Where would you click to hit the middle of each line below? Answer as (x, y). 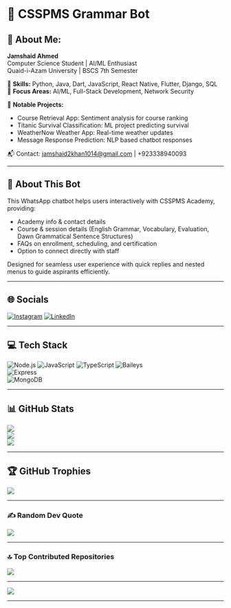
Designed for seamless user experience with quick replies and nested (106, 264)
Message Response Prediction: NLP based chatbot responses (104, 140)
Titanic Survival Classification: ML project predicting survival (103, 125)
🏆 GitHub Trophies (49, 471)
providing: (21, 208)
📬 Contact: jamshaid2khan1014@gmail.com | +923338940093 (97, 154)
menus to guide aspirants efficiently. (58, 271)
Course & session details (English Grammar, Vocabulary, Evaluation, (113, 229)
